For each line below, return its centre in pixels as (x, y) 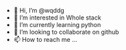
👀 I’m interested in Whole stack (57, 18)
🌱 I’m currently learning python (57, 25)
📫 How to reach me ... (45, 40)
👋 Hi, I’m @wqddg (39, 10)
